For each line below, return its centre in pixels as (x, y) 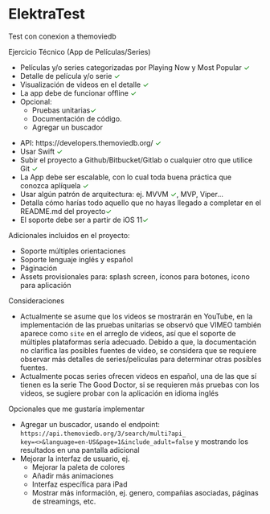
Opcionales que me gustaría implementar (77, 409)
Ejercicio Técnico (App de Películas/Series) (80, 51)
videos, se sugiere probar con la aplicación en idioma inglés (119, 393)
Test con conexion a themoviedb (62, 36)
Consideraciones (37, 300)
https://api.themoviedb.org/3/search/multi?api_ (103, 434)
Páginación (39, 268)
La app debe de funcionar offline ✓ (78, 93)
